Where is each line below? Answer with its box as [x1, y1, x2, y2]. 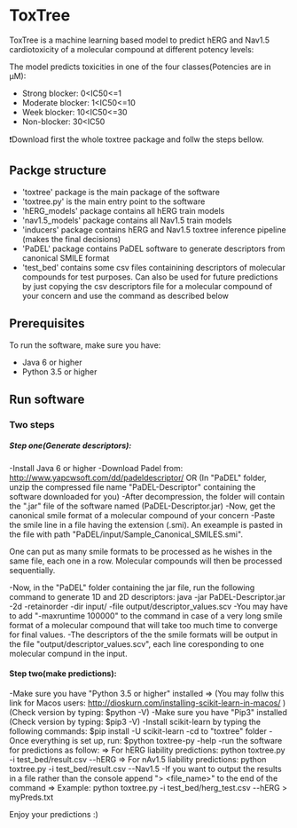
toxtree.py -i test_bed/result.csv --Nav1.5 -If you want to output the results [9, 764, 282, 775]
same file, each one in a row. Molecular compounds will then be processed [9, 556, 283, 566]
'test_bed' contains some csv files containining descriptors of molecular [21, 262, 285, 272]
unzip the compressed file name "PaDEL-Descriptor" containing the [9, 481, 256, 493]
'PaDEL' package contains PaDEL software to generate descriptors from [21, 243, 285, 254]
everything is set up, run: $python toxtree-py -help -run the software [30, 736, 283, 746]
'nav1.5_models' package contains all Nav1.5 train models [21, 215, 232, 225]
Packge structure [9, 163, 107, 178]
